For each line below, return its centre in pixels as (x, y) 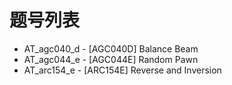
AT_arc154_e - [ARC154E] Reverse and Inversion (122, 70)
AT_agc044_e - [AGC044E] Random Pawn (111, 59)
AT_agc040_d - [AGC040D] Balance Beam (111, 48)
